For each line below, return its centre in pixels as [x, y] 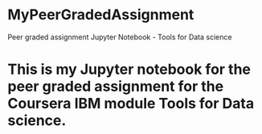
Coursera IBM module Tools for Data [131, 104]
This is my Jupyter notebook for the [129, 69]
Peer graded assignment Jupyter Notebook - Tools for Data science [120, 37]
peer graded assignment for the [116, 87]
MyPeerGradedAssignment [101, 15]
